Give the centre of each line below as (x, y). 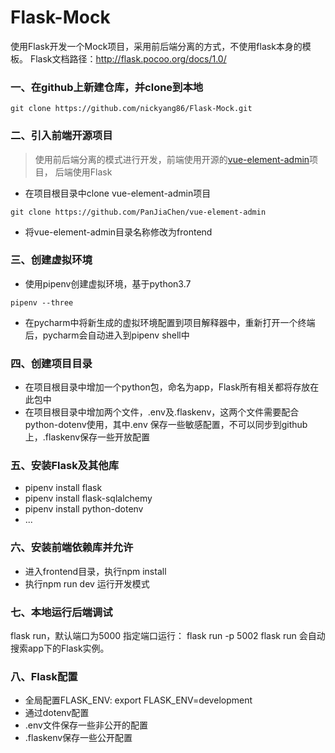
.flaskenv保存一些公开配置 (78, 738)
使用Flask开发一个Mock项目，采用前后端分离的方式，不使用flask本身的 (156, 46)
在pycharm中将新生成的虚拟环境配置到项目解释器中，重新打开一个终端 (170, 322)
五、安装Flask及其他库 (65, 466)
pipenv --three (42, 302)
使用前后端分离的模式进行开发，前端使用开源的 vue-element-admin (172, 159)
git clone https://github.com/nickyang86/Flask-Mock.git (131, 109)
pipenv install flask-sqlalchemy (88, 498)
